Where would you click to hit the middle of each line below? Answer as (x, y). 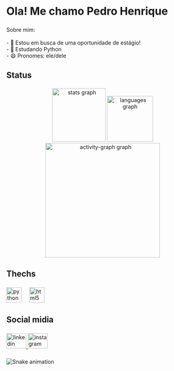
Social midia (30, 320)
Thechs (21, 274)
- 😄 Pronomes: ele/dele (36, 56)
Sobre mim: (21, 30)
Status (19, 75)
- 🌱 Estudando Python (34, 50)
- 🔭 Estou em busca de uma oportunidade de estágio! (74, 43)
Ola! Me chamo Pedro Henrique (87, 11)
